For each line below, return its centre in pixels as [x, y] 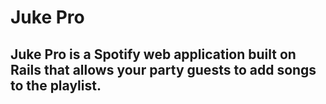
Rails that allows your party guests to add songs [163, 69]
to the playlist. [56, 85]
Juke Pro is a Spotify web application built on [153, 54]
